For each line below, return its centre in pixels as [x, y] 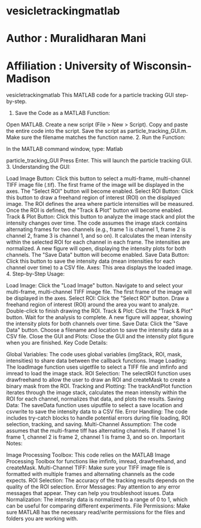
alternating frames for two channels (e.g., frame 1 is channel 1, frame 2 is [96, 229]
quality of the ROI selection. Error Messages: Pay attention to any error [93, 487]
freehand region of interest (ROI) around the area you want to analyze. [93, 305]
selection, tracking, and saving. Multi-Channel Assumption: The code [92, 424]
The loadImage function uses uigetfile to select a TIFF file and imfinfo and [97, 367]
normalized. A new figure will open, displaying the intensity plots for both [96, 248]
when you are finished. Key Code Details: [57, 343]
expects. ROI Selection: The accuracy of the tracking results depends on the [100, 481]
